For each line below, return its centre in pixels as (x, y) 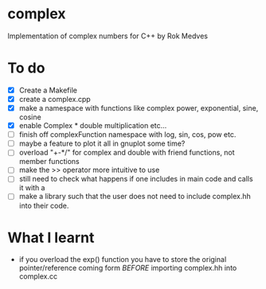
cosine (30, 117)
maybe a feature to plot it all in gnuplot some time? (102, 143)
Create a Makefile (48, 90)
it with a (32, 188)
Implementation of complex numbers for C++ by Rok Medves (108, 36)
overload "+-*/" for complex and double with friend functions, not (127, 153)
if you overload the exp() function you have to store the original (123, 260)
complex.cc (38, 276)
